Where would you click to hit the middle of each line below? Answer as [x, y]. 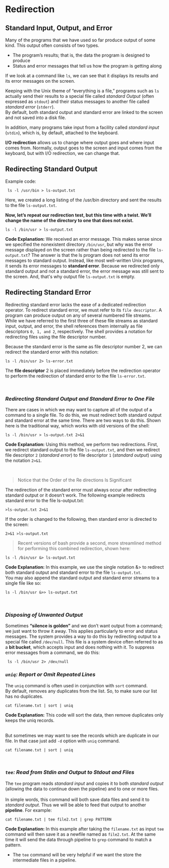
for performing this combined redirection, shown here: [74, 548]
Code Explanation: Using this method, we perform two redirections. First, [82, 444]
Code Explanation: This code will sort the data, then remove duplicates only [84, 715]
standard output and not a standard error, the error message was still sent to [84, 271]
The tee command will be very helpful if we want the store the [77, 854]
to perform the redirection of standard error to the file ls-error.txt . [76, 376]
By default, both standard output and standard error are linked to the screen [84, 112]
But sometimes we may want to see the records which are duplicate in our [82, 735]
